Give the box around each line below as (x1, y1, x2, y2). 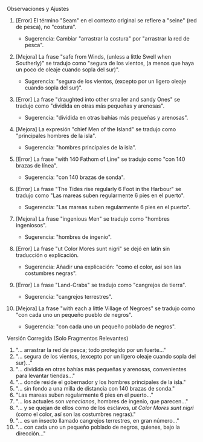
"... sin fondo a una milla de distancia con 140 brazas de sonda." (15, 385, 175, 392)
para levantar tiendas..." (15, 372, 76, 379)
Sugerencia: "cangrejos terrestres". (24, 293, 113, 300)
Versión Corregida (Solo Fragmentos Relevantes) (7, 335, 129, 342)
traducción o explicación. (15, 252, 79, 259)
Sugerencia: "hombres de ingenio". (24, 233, 112, 241)
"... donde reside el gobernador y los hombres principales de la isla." (15, 379, 186, 386)
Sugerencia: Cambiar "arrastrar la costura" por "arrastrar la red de (24, 35, 190, 42)
